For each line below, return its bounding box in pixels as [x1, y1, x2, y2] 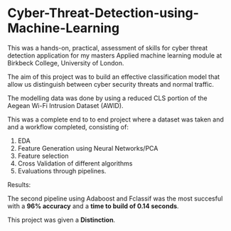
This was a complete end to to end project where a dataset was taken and [7, 115, 224, 124]
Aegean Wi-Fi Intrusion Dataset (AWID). [7, 101, 124, 109]
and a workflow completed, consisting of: [7, 122, 129, 131]
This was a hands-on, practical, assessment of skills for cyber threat [7, 43, 208, 52]
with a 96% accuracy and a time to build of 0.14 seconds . [7, 201, 179, 210]
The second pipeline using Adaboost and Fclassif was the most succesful [7, 194, 223, 203]
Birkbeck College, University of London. [7, 58, 124, 67]
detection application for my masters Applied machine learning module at [7, 51, 222, 60]
